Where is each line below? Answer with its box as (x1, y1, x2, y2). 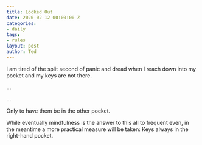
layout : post (6, 43, 40, 49)
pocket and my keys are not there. (6, 71, 92, 79)
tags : (6, 32, 20, 38)
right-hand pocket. (6, 132, 54, 139)
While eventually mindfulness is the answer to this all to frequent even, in (6, 119, 189, 126)
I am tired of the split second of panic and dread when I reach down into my (6, 65, 197, 72)
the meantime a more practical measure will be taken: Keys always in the (6, 126, 189, 133)
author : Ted (6, 49, 37, 55)
